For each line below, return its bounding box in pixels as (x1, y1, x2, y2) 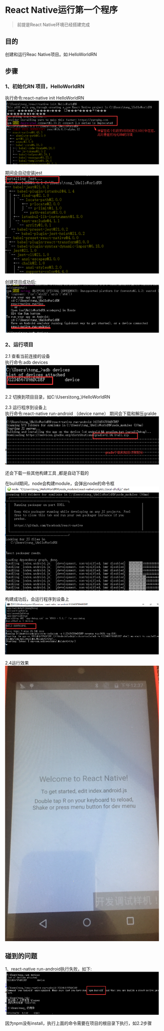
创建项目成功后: (5, 279, 37, 285)
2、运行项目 (5, 341, 34, 348)
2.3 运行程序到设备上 (5, 404, 47, 410)
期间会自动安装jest (5, 170, 42, 176)
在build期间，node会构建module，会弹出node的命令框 (5, 480, 115, 486)
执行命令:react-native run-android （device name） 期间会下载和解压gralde (5, 411, 157, 416)
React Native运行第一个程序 (5, 4, 118, 16)
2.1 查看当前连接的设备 (5, 353, 50, 359)
